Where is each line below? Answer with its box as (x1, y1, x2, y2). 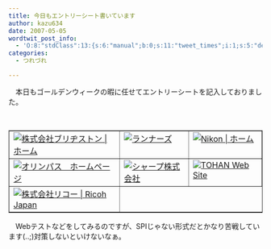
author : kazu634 (8, 19, 63, 27)
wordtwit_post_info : (8, 34, 78, 43)
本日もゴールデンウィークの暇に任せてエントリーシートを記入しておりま (15, 86, 256, 97)
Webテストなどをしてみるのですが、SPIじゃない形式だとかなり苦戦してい (15, 221, 261, 230)
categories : (8, 49, 48, 57)
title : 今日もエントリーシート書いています (8, 11, 135, 20)
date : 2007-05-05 (8, 27, 67, 35)
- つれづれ (15, 57, 47, 65)
